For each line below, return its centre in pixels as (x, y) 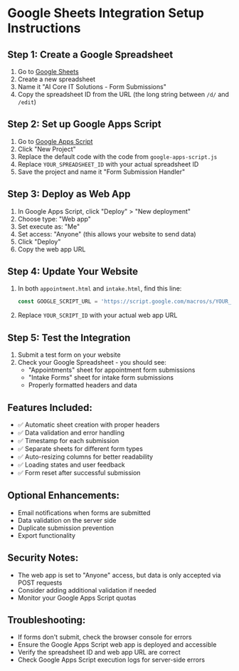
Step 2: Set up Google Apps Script (84, 124)
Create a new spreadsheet (57, 79)
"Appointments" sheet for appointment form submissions (112, 370)
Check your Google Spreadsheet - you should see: (92, 363)
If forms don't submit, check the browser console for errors (105, 637)
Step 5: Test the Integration (69, 337)
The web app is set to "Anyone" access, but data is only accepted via (119, 575)
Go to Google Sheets (48, 72)
